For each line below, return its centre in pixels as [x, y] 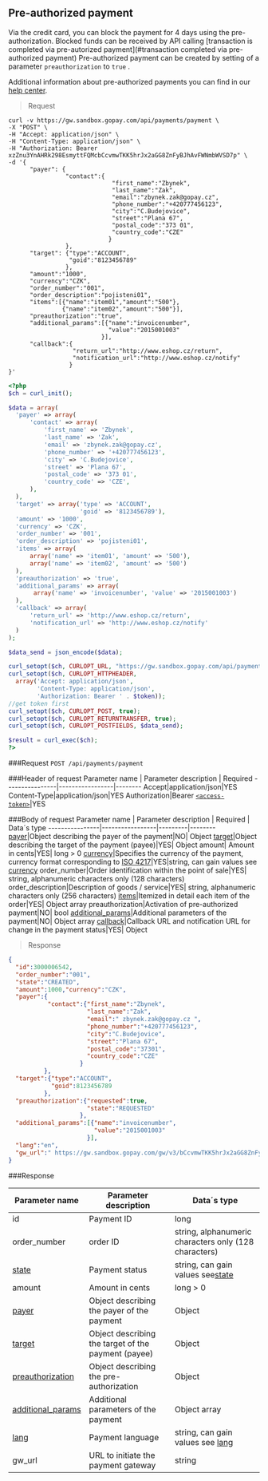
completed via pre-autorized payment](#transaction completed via [118, 49]
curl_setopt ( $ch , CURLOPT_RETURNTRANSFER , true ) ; [93, 719]
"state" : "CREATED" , [48, 982]
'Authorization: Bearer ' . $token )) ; [101, 696]
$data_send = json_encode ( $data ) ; [66, 652]
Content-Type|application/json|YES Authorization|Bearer [101, 796]
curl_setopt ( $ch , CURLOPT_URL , [60, 667]
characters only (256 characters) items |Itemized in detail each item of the [129, 896]
